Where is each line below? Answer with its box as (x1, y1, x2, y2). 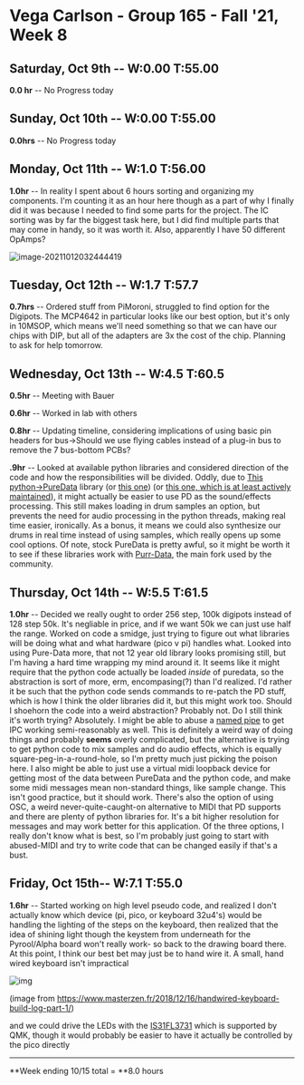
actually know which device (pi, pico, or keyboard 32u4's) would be (9, 909, 262, 920)
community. (9, 558, 53, 569)
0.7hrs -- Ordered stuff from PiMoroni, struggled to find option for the (9, 301, 270, 313)
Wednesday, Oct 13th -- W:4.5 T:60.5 (9, 366, 224, 382)
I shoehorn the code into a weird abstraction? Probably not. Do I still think (9, 705, 283, 716)
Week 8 (9, 24, 68, 45)
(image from (9, 993, 56, 1003)
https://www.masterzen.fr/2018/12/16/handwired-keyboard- (57, 993, 280, 1003)
